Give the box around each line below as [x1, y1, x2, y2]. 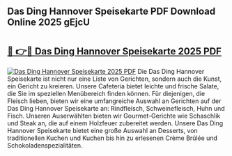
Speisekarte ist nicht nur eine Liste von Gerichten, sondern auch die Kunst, [7, 75, 222, 83]
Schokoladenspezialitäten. [7, 141, 83, 149]
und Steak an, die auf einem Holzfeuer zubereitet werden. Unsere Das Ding [7, 119, 224, 127]
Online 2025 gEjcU [7, 17, 91, 29]
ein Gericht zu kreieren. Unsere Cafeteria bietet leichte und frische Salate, [7, 82, 219, 90]
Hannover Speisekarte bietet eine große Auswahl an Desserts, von [7, 127, 199, 134]
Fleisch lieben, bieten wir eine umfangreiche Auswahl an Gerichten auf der [7, 97, 222, 105]
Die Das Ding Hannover [137, 68, 205, 75]
